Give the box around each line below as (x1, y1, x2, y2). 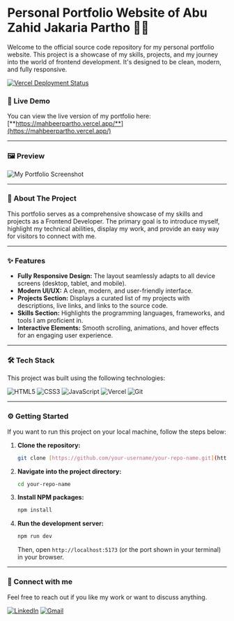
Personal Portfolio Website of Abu (7, 5, 208, 21)
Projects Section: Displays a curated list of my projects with (17, 294, 190, 302)
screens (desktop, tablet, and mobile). (17, 279, 127, 288)
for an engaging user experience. (17, 331, 114, 339)
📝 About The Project (7, 193, 77, 203)
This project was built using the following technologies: (7, 374, 166, 382)
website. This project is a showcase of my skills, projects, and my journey (7, 50, 218, 59)
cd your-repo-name (17, 481, 71, 488)
